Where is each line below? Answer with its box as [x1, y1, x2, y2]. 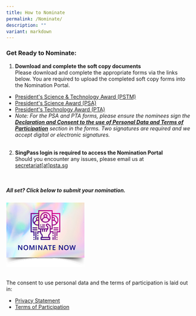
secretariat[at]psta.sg [14, 162, 69, 169]
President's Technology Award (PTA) [14, 106, 105, 113]
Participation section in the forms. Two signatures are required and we [14, 125, 191, 132]
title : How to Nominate [6, 10, 66, 16]
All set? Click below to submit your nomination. [6, 187, 126, 194]
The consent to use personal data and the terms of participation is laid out [6, 279, 188, 286]
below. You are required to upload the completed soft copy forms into [14, 75, 186, 82]
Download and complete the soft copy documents [14, 63, 141, 70]
